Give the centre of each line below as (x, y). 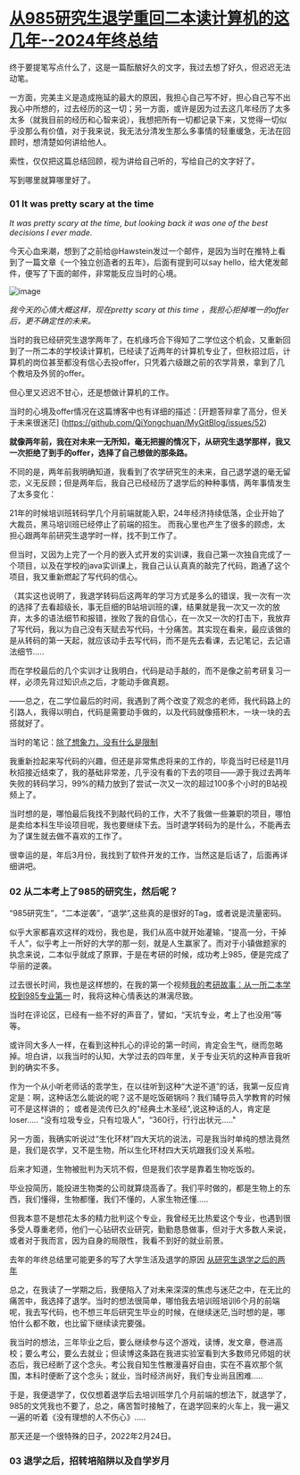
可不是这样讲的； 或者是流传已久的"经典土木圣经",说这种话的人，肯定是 (140, 1108)
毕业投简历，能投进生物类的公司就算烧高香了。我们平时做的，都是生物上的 (146, 1188)
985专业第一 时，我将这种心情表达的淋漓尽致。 (111, 995)
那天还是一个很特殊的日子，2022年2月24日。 (93, 1436)
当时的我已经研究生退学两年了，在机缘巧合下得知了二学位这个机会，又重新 (146, 340)
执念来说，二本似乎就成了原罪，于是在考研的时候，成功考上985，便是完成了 (150, 954)
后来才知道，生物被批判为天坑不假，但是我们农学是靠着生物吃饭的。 (134, 1168)
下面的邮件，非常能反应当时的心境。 (114, 274)
